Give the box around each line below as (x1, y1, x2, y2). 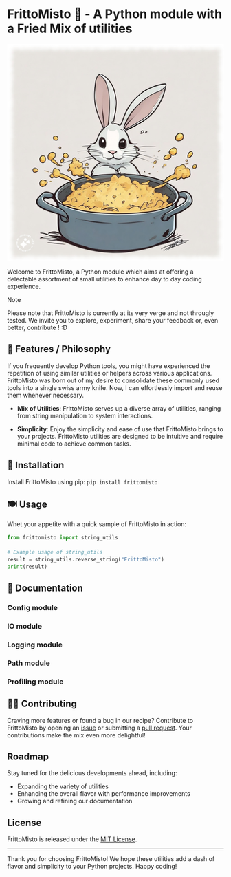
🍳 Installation (7, 459, 65, 471)
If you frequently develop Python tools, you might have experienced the (7, 361, 210, 370)
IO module (7, 621, 43, 631)
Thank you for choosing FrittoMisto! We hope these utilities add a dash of (7, 855, 215, 863)
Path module (7, 658, 50, 668)
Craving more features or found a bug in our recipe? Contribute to (7, 716, 194, 724)
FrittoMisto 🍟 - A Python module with (7, 6, 222, 22)
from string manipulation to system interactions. (16, 411, 153, 420)
